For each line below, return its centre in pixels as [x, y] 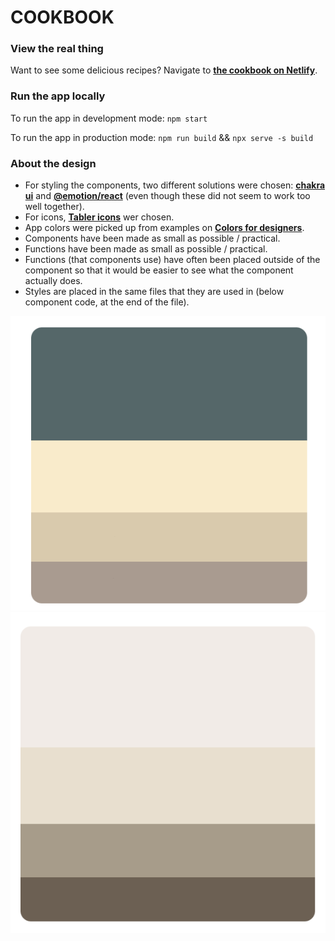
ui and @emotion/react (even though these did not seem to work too [167, 196]
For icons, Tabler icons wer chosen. [99, 217]
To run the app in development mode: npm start [109, 118]
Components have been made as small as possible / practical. [152, 238]
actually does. [53, 281]
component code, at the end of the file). [107, 302]
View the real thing [57, 49]
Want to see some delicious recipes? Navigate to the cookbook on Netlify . [164, 70]
